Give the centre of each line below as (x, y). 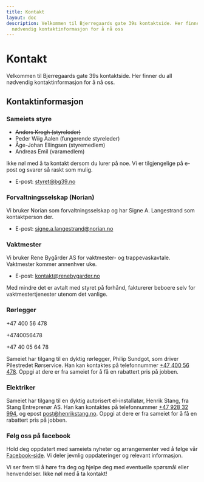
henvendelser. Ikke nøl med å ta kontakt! (57, 474)
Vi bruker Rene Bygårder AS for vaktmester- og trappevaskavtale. (88, 258)
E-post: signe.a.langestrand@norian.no (64, 229)
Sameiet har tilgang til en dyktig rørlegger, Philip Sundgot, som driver (93, 358)
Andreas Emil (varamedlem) (50, 151)
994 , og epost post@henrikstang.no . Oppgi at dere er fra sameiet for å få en (102, 414)
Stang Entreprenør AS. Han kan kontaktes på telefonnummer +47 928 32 (97, 407)
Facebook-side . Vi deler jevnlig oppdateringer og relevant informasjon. (95, 456)
